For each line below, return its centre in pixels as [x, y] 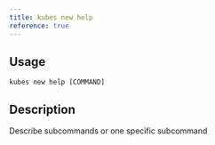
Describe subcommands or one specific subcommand [108, 131]
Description [42, 109]
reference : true [39, 26]
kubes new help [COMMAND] [57, 82]
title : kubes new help [51, 17]
